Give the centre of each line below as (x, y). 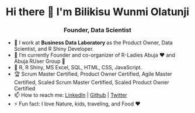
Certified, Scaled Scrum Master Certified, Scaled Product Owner (92, 82)
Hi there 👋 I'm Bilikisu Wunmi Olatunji (97, 12)
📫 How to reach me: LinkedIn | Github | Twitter (71, 95)
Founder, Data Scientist (97, 30)
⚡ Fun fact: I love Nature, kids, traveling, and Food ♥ (77, 104)
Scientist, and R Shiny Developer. (54, 49)
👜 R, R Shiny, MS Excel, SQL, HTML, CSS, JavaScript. (78, 68)
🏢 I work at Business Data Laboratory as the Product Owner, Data (93, 43)
